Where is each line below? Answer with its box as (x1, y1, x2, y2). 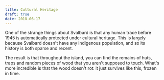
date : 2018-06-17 (5, 16, 41, 21)
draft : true (5, 12, 29, 17)
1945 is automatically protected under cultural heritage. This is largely (5, 35, 146, 41)
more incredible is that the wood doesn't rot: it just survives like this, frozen (5, 65, 157, 71)
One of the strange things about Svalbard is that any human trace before (5, 30, 152, 36)
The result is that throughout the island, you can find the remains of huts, (5, 55, 152, 61)
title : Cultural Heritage (5, 7, 58, 12)
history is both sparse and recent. (5, 45, 73, 52)
